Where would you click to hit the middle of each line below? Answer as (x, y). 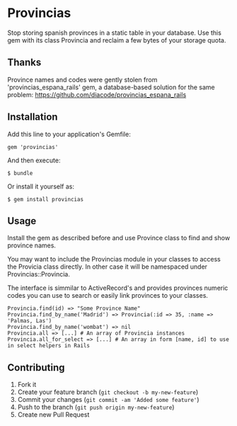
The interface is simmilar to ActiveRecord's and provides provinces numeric (118, 288)
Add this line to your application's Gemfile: (69, 134)
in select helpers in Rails (49, 346)
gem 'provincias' (33, 147)
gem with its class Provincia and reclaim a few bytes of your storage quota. (117, 40)
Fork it (27, 385)
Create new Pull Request (53, 415)
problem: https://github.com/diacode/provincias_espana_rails (97, 94)
